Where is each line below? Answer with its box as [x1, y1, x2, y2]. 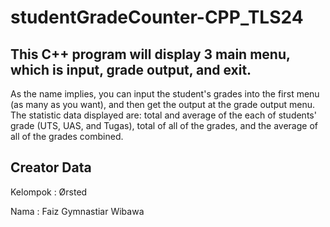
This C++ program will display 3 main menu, [10, 46, 291, 63]
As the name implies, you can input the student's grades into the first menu [10, 88, 320, 100]
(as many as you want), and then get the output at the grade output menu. [10, 99, 316, 110]
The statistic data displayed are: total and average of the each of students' [10, 109, 317, 121]
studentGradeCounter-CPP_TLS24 [10, 6, 304, 29]
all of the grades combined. [10, 131, 124, 142]
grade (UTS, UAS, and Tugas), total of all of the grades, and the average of [10, 120, 318, 131]
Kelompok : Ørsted [10, 186, 88, 198]
